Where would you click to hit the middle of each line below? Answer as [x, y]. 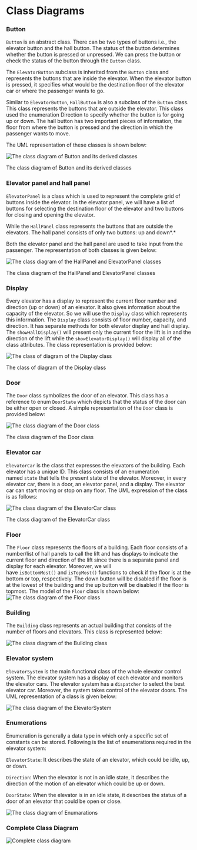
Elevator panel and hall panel [48, 183]
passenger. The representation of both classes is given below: [81, 250]
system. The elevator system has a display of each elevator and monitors [95, 678]
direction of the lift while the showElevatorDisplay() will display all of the [94, 338]
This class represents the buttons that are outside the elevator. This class [95, 109]
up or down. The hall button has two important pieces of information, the [94, 121]
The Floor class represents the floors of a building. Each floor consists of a [97, 547]
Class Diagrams [45, 11]
